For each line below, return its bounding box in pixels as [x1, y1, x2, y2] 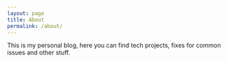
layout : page [7, 10, 45, 17]
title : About [7, 16, 45, 23]
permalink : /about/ [7, 22, 63, 29]
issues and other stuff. [7, 48, 71, 57]
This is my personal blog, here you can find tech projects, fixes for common [7, 42, 221, 50]
